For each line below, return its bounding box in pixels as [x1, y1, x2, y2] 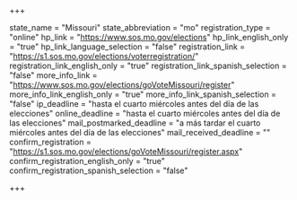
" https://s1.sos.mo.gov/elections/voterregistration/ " [9, 51, 199, 61]
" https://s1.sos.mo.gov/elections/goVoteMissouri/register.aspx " [9, 146, 243, 157]
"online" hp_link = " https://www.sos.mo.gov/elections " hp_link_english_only [9, 32, 289, 42]
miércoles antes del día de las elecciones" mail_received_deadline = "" [9, 127, 271, 137]
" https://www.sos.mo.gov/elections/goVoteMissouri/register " [9, 80, 235, 90]
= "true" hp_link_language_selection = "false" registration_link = [9, 41, 246, 52]
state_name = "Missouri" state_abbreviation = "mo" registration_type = [9, 22, 271, 32]
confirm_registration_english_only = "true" [9, 156, 166, 166]
